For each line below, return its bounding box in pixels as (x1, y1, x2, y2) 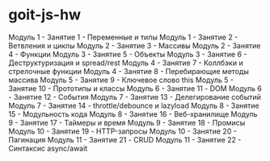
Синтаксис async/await (8, 143, 88, 153)
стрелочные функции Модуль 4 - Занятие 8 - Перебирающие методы (8, 66, 249, 76)
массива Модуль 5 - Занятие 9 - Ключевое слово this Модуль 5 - (8, 75, 234, 85)
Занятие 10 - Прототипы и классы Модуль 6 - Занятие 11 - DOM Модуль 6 (8, 83, 263, 93)
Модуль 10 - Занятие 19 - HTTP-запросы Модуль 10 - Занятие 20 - (8, 126, 237, 136)
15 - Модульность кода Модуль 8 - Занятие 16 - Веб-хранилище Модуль (8, 109, 258, 118)
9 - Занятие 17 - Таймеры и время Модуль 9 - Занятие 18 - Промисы (8, 118, 246, 127)
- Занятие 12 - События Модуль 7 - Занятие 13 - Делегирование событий (8, 92, 261, 101)
